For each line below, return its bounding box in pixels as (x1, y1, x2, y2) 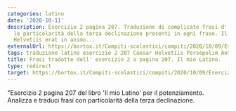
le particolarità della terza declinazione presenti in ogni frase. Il (13, 30, 228, 37)
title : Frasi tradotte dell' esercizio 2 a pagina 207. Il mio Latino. (7, 56, 221, 63)
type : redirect (7, 63, 52, 70)
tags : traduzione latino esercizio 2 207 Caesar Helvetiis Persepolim (7, 50, 218, 57)
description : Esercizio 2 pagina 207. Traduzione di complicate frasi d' (7, 23, 228, 30)
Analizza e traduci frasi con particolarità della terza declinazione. (7, 96, 195, 104)
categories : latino (7, 10, 65, 18)
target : (7, 69, 30, 76)
